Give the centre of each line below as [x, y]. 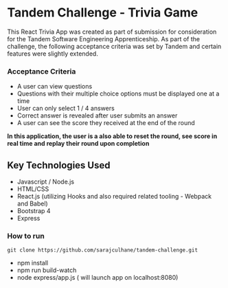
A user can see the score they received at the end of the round [106, 123]
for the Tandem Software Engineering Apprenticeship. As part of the [104, 38]
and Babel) [32, 203]
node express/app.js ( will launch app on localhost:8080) [98, 278]
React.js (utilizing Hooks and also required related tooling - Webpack [114, 197]
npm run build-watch [47, 270]
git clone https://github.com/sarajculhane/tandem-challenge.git [102, 250]
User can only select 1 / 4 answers [66, 109]
